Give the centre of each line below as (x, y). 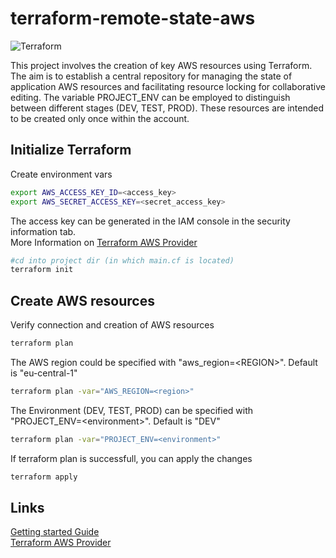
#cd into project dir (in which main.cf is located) (122, 260)
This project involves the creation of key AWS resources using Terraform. (161, 65)
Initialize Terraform (71, 150)
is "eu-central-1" (44, 373)
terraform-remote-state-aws (133, 18)
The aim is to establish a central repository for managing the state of (151, 76)
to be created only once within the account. (100, 118)
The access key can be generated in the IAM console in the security (150, 221)
